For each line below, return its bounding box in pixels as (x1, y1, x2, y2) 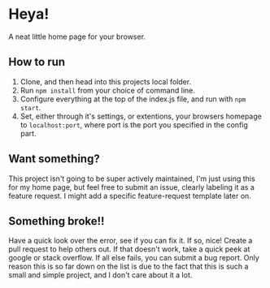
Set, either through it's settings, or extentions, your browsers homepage (20, 111, 262, 121)
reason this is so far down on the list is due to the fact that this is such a (8, 261, 249, 272)
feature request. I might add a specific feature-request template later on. (8, 191, 252, 200)
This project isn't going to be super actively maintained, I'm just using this (8, 174, 255, 183)
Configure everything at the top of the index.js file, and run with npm (20, 94, 246, 104)
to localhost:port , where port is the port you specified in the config (20, 119, 248, 130)
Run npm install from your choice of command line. (20, 85, 195, 95)
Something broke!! (8, 214, 105, 228)
